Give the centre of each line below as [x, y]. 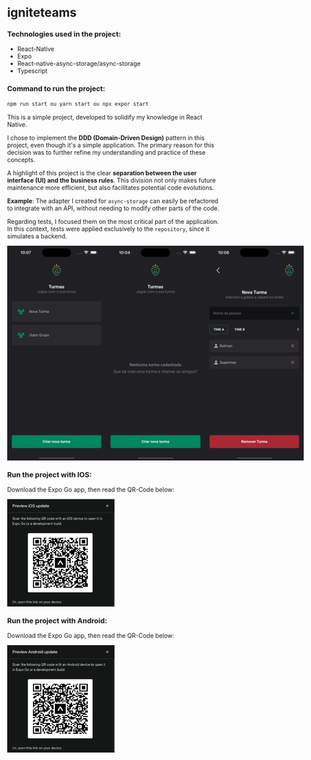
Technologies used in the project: [64, 34]
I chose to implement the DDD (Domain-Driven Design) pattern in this [106, 137]
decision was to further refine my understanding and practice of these [106, 152]
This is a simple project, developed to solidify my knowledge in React [105, 117]
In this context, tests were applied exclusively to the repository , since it [108, 229]
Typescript [32, 71]
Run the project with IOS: [49, 474]
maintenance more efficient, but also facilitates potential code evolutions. [111, 188]
